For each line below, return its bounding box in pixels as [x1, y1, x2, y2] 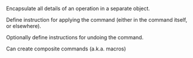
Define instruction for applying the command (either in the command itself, [6, 16, 188, 23]
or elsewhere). [6, 23, 41, 29]
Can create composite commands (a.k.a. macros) [6, 45, 126, 52]
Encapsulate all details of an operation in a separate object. [6, 5, 151, 12]
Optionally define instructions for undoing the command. [6, 34, 143, 40]
